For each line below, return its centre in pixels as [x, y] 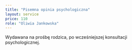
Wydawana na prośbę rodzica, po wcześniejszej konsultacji [66, 37]
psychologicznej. [23, 43]
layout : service [22, 14]
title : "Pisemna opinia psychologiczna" [48, 10]
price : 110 [16, 19]
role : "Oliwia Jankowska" [32, 23]
